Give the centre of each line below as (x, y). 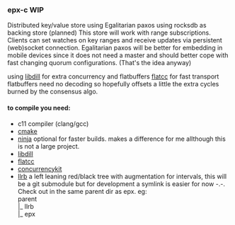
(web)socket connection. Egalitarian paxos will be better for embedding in (115, 48)
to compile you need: (39, 108)
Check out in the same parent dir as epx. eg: (82, 191)
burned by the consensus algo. (53, 92)
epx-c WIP (26, 10)
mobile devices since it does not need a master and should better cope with (118, 55)
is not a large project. (48, 146)
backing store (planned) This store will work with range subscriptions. (109, 33)
